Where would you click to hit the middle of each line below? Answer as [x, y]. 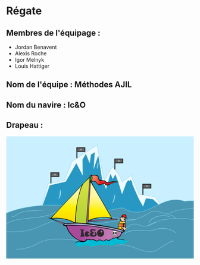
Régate [24, 11]
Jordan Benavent [36, 47]
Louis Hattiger [32, 66]
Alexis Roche [31, 53]
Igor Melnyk [29, 60]
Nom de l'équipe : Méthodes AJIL [69, 85]
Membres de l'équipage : [53, 33]
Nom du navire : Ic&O [46, 105]
